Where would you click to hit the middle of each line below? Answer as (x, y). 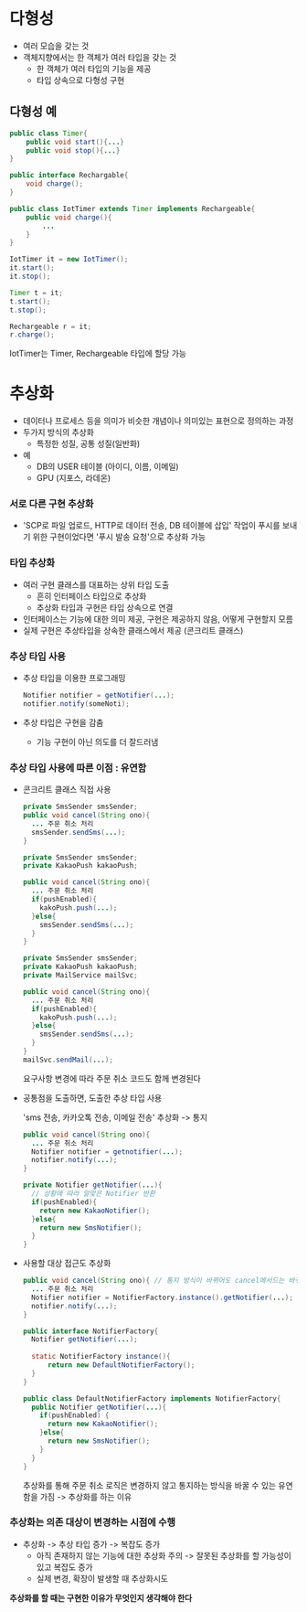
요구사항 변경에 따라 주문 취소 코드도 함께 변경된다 (111, 1078)
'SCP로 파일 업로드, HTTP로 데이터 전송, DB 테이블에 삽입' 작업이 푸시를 (151, 526)
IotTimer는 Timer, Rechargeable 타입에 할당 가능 (98, 354)
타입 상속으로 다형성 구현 (80, 80)
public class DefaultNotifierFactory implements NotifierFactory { (152, 1398)
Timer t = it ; (37, 293)
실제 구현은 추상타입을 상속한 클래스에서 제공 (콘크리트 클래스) (133, 630)
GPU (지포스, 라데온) (74, 478)
